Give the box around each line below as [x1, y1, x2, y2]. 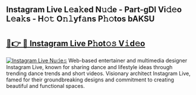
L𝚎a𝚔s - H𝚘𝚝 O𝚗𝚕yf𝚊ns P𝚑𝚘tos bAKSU [6, 14, 155, 24]
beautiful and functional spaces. [6, 83, 85, 89]
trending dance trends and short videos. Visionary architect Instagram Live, [6, 70, 191, 77]
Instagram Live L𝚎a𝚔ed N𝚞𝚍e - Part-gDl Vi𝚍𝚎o [6, 5, 182, 15]
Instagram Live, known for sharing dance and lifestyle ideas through [6, 64, 173, 70]
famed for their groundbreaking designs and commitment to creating [6, 76, 174, 83]
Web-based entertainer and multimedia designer [68, 57, 188, 64]
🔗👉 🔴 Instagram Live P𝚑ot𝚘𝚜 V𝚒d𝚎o [6, 38, 146, 48]
